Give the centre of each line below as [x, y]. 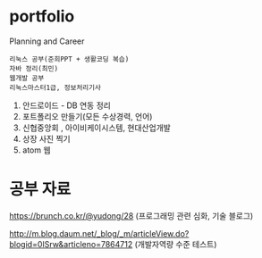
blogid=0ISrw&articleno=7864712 [71, 244]
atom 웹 [36, 150]
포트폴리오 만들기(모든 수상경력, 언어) [87, 116]
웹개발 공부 [27, 78]
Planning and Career [47, 41]
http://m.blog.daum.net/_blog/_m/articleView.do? [99, 233]
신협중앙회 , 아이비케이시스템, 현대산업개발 [97, 128]
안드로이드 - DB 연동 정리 [67, 105]
